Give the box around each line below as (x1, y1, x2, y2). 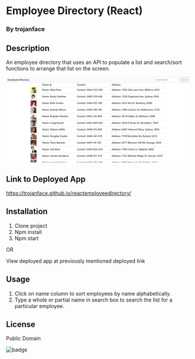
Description (6, 43, 50, 53)
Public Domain (6, 335, 41, 342)
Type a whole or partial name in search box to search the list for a (14, 296, 173, 303)
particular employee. (14, 302, 65, 309)
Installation (6, 206, 48, 216)
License (6, 320, 36, 330)
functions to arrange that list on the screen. (6, 65, 110, 72)
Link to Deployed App (6, 174, 86, 184)
